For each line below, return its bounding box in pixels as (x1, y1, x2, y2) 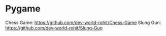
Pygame (5, 3, 41, 14)
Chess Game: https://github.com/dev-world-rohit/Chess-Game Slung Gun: (5, 19, 161, 25)
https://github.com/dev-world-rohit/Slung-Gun (5, 24, 103, 30)
